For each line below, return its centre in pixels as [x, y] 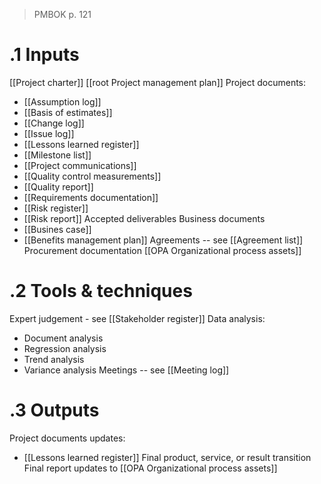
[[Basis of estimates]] [68, 112]
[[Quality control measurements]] [92, 176]
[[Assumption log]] [62, 101]
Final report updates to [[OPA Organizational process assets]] [150, 468]
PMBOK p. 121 [62, 14]
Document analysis [63, 338]
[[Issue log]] [49, 133]
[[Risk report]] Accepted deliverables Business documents [144, 218]
